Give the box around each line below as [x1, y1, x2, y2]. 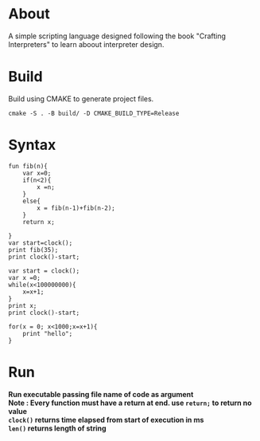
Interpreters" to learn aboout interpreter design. [8, 39, 165, 49]
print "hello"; [22, 329, 73, 337]
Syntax [8, 136, 56, 154]
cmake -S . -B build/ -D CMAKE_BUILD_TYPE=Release [8, 109, 180, 117]
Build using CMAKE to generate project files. [8, 93, 154, 104]
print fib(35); [8, 246, 59, 254]
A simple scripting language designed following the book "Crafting [8, 31, 227, 41]
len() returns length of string [8, 423, 107, 433]
